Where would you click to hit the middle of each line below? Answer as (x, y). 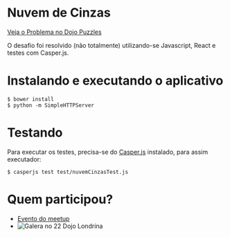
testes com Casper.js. (38, 53)
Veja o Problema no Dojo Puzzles (54, 32)
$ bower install (30, 99)
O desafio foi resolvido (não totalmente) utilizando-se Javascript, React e (112, 45)
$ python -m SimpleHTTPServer (51, 105)
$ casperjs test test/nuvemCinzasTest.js (68, 172)
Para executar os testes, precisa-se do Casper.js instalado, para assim (108, 152)
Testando (35, 133)
